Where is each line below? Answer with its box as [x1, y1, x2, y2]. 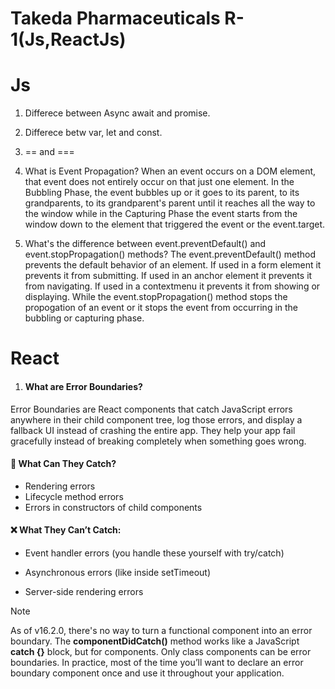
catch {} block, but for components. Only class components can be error [10, 645, 312, 657]
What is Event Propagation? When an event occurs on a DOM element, [24, 165, 317, 177]
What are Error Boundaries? [24, 380, 143, 392]
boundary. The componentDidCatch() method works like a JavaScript [10, 635, 300, 647]
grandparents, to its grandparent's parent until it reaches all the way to [24, 197, 316, 209]
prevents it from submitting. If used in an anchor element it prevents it [24, 270, 313, 282]
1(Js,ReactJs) [10, 28, 127, 51]
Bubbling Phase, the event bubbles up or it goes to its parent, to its [24, 187, 300, 199]
